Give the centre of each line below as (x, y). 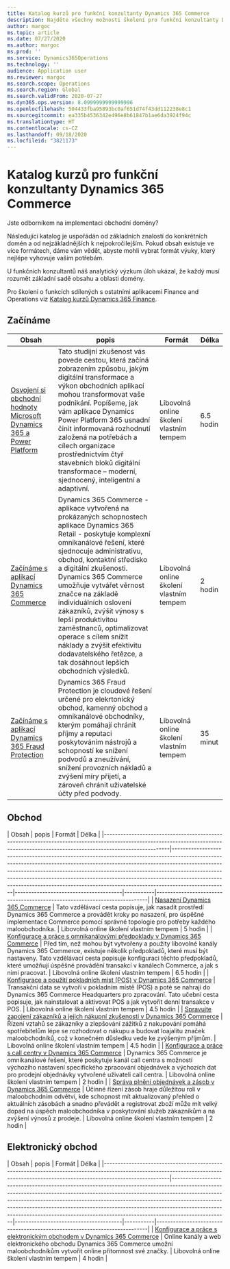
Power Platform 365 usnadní (104, 420)
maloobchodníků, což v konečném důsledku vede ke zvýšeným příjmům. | (112, 1038)
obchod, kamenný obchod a (103, 708)
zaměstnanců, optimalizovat (103, 628)
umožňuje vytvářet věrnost (101, 585)
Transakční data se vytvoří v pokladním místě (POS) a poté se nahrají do (109, 987)
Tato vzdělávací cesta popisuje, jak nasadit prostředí (130, 907)
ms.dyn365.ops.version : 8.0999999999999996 (70, 103)
